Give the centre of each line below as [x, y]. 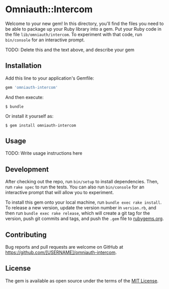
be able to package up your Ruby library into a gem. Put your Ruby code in [83, 29]
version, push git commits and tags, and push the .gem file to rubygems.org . [85, 219]
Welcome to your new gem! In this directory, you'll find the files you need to [84, 23]
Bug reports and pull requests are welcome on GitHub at [64, 247]
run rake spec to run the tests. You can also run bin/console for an [75, 187]
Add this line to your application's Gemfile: [50, 78]
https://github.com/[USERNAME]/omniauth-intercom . [61, 252]
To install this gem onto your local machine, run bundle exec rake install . [83, 202]
